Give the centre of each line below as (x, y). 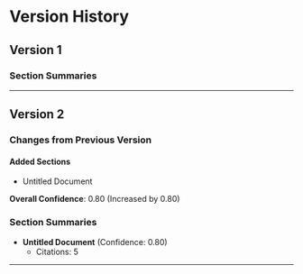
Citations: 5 (57, 251)
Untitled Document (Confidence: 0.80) (95, 242)
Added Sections (40, 161)
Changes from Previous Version (80, 140)
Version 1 (36, 50)
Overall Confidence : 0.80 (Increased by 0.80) (95, 199)
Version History (69, 17)
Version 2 (37, 114)
